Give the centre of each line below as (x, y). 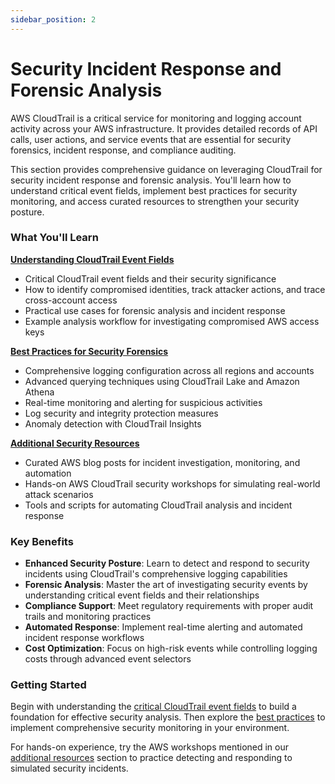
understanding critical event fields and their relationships (142, 595)
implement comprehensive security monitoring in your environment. (150, 728)
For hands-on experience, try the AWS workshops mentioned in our (150, 747)
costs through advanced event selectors (108, 659)
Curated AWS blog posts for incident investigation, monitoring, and (162, 462)
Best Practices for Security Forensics (89, 351)
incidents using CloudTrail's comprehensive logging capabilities (156, 574)
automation (48, 473)
